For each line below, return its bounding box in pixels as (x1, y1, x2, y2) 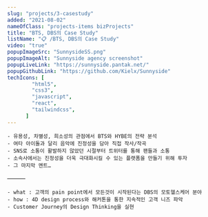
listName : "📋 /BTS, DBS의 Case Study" (7, 36, 119, 43)
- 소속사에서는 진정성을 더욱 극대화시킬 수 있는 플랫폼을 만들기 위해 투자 (7, 154, 187, 162)
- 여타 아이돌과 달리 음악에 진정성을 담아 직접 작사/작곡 (7, 140, 147, 147)
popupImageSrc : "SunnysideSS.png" (7, 49, 107, 56)
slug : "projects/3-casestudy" (7, 10, 94, 17)
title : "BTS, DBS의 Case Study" (7, 29, 98, 37)
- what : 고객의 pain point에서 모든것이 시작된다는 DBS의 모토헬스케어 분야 (7, 189, 202, 196)
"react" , (32, 100, 57, 107)
